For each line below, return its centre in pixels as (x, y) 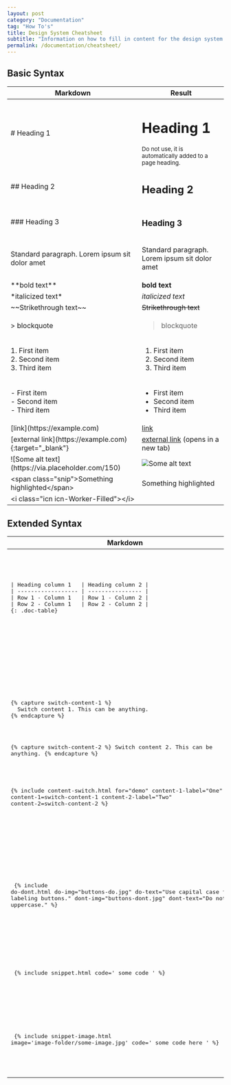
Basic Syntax (36, 73)
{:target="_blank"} (40, 448)
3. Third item (31, 368)
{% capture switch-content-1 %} (61, 703)
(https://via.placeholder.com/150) (66, 468)
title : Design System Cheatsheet (55, 33)
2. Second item (35, 359)
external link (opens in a (180, 440)
